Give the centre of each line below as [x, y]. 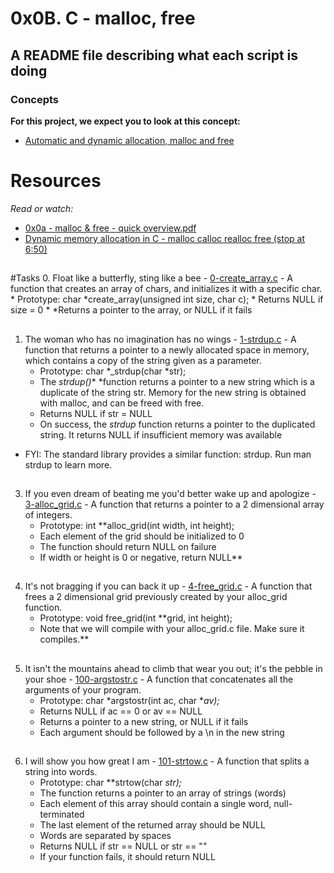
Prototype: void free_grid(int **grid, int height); [136, 618]
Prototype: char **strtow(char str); [110, 783]
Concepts [35, 99]
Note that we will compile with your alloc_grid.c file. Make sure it [172, 629]
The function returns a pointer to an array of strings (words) [163, 793]
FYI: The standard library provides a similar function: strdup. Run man [168, 454]
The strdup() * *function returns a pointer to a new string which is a [177, 381]
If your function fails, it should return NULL [127, 857]
